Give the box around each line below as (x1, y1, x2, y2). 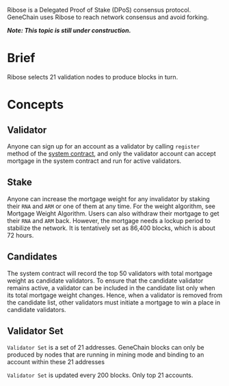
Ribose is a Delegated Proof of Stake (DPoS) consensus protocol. (7, 6, 191, 14)
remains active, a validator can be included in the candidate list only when (7, 283, 215, 292)
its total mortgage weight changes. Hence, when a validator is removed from (7, 291, 223, 299)
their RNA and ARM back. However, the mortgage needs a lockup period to (7, 216, 211, 224)
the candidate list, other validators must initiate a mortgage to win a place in (7, 298, 221, 307)
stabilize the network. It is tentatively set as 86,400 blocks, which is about (7, 224, 215, 232)
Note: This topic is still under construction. (7, 27, 131, 34)
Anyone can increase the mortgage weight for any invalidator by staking (7, 194, 210, 203)
